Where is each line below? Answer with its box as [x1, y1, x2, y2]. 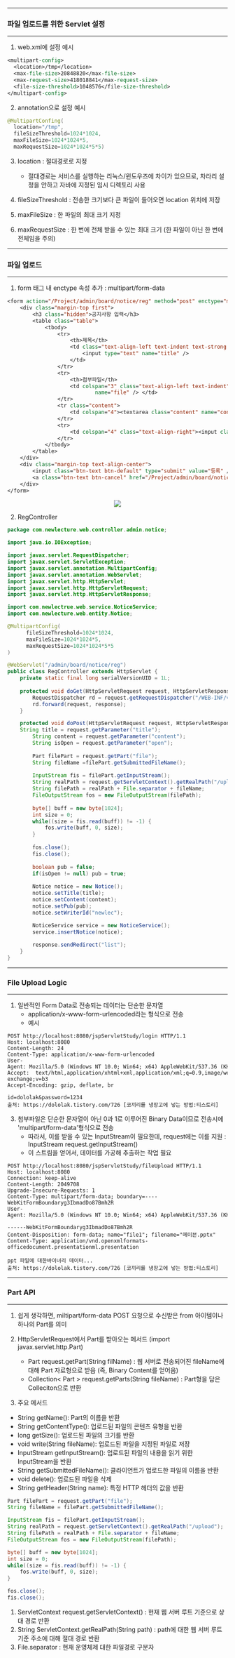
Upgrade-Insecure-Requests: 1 [7, 1187, 96, 1194]
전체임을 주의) [17, 234, 56, 242]
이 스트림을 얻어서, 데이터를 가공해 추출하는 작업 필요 [27, 1148, 172, 1157]
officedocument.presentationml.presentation [7, 1244, 139, 1251]
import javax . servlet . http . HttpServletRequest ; [7, 584, 149, 592]
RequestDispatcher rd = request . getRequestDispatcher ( [32, 694, 196, 701]
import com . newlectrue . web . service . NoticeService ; [7, 604, 158, 611]
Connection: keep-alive [7, 1175, 77, 1182]
